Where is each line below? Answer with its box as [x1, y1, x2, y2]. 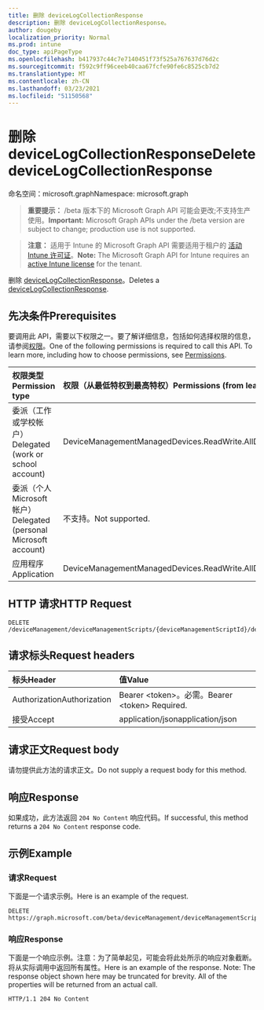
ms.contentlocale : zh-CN [8, 77, 90, 85]
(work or [12, 449, 44, 460]
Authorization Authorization [12, 693, 112, 704]
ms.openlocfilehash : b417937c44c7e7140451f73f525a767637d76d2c [8, 56, 220, 64]
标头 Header [12, 674, 57, 685]
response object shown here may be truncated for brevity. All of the [8, 971, 228, 981]
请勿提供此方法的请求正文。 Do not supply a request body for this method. [8, 766, 247, 775]
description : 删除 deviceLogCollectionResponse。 [8, 19, 170, 27]
